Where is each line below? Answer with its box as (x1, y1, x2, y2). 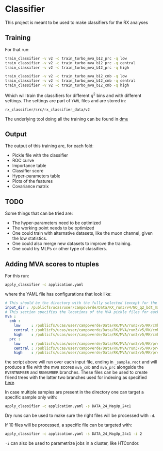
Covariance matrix (12, 184, 49, 189)
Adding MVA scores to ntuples (5, 260, 99, 268)
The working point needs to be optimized (12, 225, 95, 231)
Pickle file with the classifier (12, 152, 68, 158)
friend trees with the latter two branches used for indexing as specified (5, 375, 147, 380)
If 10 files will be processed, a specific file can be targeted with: (5, 422, 132, 428)
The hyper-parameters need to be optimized (12, 220, 101, 226)
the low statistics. (12, 235, 48, 242)
